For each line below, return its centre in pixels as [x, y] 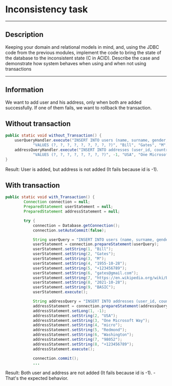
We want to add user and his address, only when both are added [73, 102]
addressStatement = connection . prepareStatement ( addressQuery [100, 306]
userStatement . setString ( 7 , [63, 278]
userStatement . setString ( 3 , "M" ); [69, 259]
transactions [18, 69]
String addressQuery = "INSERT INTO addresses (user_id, [95, 301]
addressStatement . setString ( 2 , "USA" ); [75, 316]
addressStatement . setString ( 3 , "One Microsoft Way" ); [91, 320]
